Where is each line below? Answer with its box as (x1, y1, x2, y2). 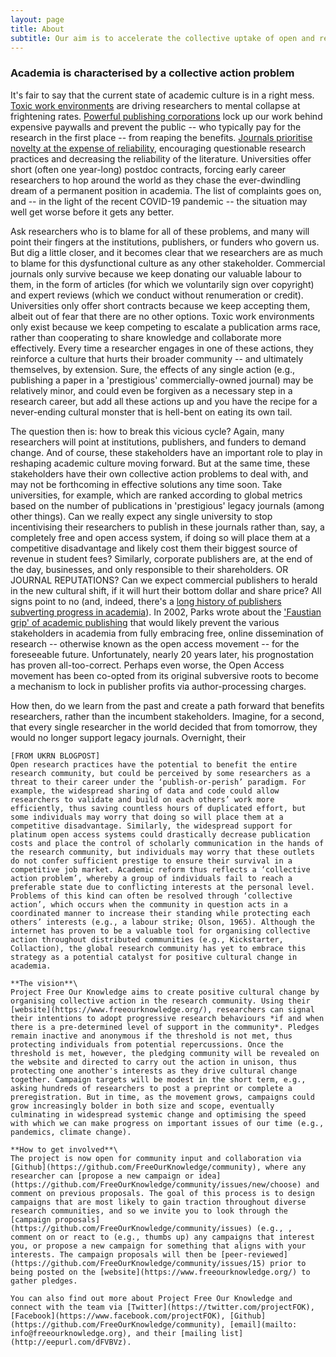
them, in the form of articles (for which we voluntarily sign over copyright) (10, 278, 315, 290)
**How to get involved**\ (10, 1144, 118, 1155)
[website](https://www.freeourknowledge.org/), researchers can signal (10, 1004, 315, 1015)
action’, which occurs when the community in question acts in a (10, 899, 288, 910)
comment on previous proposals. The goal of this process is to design (10, 1188, 315, 1198)
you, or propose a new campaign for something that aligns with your (10, 1241, 307, 1251)
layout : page (10, 14, 65, 25)
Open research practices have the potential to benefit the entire (10, 759, 298, 770)
